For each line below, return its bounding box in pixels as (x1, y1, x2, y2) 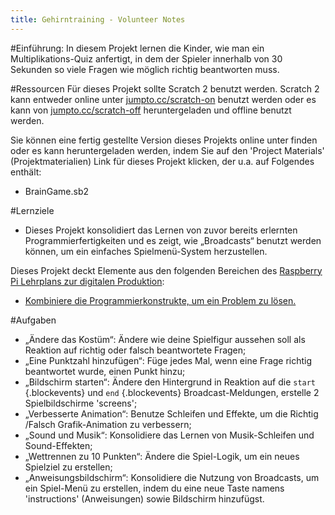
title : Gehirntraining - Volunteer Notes (10, 14, 186, 25)
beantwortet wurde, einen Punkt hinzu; (24, 365, 186, 377)
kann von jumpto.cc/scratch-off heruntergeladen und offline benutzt (10, 104, 292, 116)
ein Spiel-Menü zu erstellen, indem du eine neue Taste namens (24, 482, 285, 494)
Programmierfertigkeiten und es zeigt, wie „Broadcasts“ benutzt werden (24, 234, 322, 246)
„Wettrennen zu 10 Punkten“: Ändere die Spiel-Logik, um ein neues (24, 450, 300, 462)
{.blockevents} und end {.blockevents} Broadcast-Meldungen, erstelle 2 (24, 386, 320, 398)
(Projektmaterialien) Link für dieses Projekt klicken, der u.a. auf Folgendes (10, 155, 315, 167)
